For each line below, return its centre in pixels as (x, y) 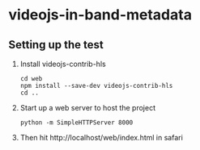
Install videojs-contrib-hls (63, 64)
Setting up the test (56, 45)
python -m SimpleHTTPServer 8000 (77, 123)
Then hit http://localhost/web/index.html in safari (102, 137)
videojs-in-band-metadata (100, 15)
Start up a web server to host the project (88, 108)
